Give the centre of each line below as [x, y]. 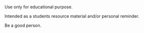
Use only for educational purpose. [39, 7]
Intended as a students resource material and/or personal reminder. [72, 16]
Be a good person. [23, 25]
